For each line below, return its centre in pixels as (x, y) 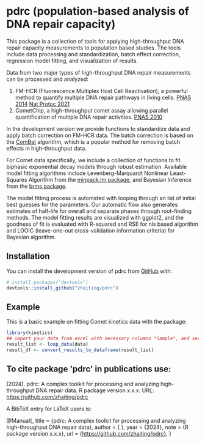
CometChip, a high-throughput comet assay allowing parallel (92, 110)
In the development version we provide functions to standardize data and (98, 128)
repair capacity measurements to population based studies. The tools (94, 48)
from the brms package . (37, 186)
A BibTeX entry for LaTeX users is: (49, 409)
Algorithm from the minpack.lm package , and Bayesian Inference (110, 179)
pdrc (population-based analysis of (98, 11)
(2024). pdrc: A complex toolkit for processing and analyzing (83, 384)
